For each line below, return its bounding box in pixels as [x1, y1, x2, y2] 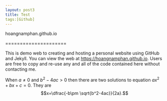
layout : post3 [5, 7, 35, 13]
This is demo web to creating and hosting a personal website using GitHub [5, 50, 159, 56]
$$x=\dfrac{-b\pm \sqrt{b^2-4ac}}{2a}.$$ [41, 90, 128, 96]
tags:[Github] [5, 17, 35, 22]
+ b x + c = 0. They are [5, 82, 52, 88]
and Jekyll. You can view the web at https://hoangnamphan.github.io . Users [5, 56, 162, 62]
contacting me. [5, 66, 37, 72]
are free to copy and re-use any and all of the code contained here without [5, 61, 160, 67]
